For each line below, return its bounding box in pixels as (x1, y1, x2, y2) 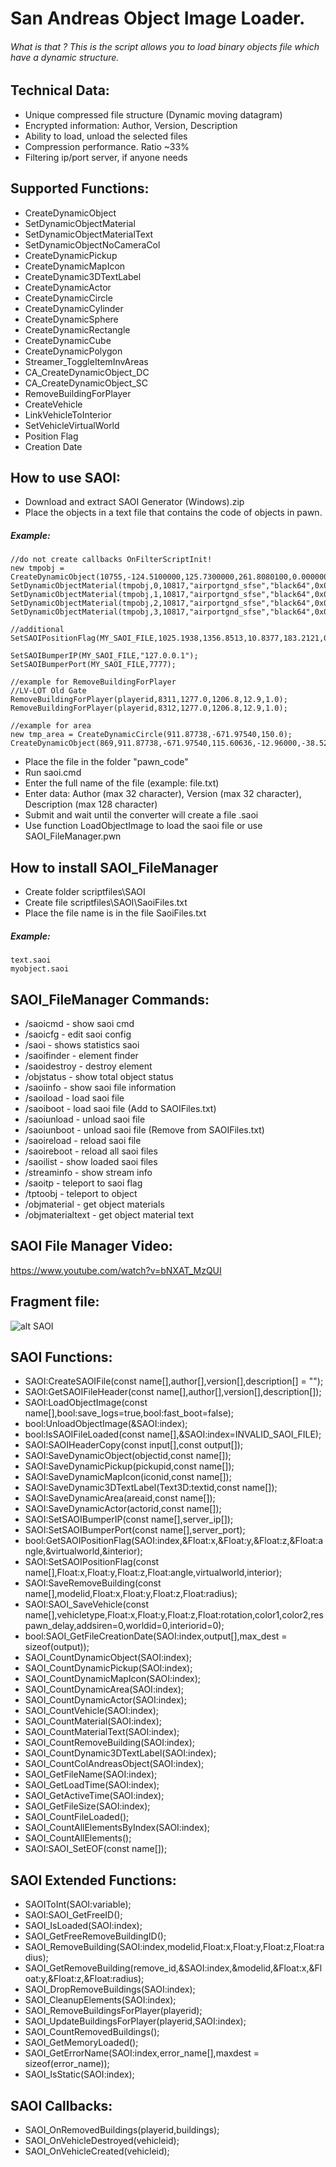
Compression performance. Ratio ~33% (24, 140, 190, 152)
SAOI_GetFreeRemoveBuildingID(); (24, 1930, 167, 1942)
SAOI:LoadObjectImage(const (24, 1397, 148, 1409)
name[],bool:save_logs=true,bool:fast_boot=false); (24, 1407, 234, 1419)
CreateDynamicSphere (24, 313, 119, 325)
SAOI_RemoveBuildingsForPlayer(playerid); (24, 2005, 203, 2017)
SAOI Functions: (10, 1349, 113, 1366)
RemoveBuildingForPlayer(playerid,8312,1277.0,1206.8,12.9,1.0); (10, 703, 288, 714)
